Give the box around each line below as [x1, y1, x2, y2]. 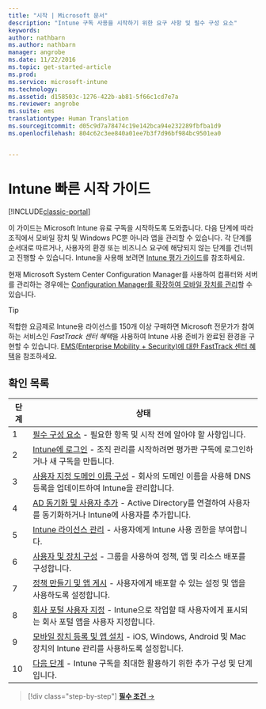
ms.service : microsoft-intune [8, 78, 108, 86]
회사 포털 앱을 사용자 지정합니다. [42, 616, 156, 627]
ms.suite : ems [8, 108, 55, 116]
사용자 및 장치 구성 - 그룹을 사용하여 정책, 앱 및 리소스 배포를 [32, 551, 246, 562]
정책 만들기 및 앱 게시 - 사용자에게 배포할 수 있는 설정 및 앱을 [32, 577, 246, 589]
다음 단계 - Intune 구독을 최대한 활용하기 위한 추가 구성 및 [32, 658, 236, 669]
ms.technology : [8, 85, 59, 93]
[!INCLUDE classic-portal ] [8, 207, 91, 216]
